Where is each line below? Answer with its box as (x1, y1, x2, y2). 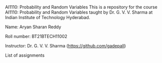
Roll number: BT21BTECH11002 (5, 34, 68, 39)
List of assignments (5, 52, 45, 58)
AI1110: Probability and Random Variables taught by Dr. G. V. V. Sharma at (5, 9, 153, 15)
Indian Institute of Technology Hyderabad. (5, 15, 90, 20)
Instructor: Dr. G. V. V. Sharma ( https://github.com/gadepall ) (5, 43, 126, 48)
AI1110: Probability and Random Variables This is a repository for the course (5, 4, 158, 10)
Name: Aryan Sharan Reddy (5, 24, 61, 30)
